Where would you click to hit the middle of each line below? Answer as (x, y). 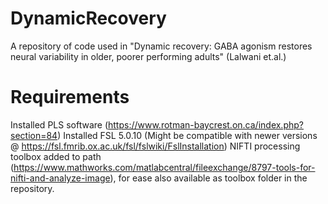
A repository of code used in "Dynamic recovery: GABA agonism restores (161, 46)
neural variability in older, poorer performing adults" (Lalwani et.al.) (148, 56)
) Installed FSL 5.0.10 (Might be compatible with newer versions (187, 135)
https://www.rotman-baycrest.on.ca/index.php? (206, 124)
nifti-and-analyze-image (60, 178)
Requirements (70, 97)
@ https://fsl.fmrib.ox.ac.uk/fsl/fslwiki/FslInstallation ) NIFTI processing (155, 146)
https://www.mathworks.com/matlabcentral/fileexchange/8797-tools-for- (164, 167)
